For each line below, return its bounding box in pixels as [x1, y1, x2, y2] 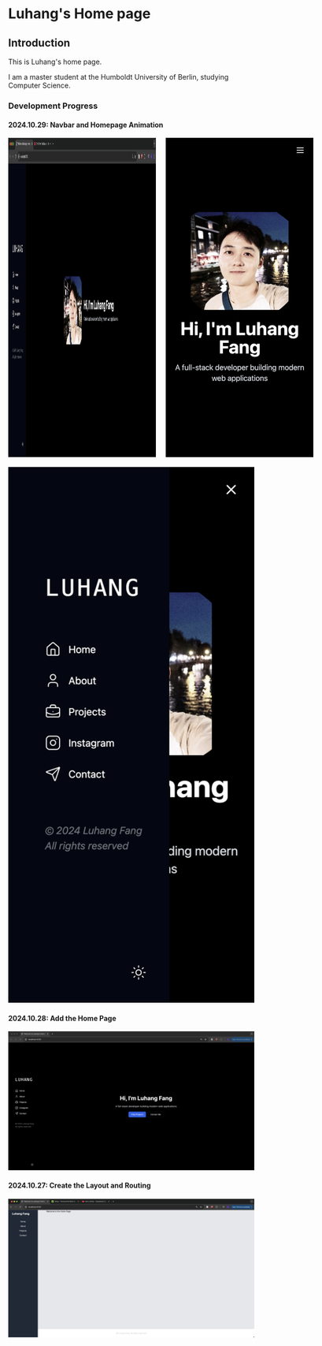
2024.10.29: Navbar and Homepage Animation [8, 120, 164, 129]
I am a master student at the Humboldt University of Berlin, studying [8, 73, 229, 81]
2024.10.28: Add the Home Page [8, 1013, 117, 1023]
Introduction [8, 36, 71, 50]
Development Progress [8, 100, 98, 111]
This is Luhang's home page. [8, 57, 102, 66]
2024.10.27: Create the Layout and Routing [8, 1180, 151, 1191]
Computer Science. [8, 80, 71, 90]
